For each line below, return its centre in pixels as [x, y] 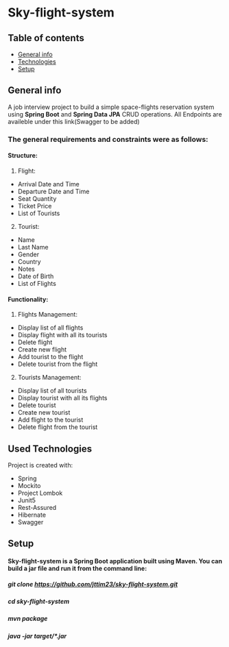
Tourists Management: [49, 378]
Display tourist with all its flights [62, 398]
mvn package [28, 619]
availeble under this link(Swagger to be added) [74, 121]
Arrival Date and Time [48, 184]
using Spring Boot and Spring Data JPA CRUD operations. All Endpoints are [115, 114]
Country [29, 261]
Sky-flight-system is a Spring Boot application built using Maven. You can [115, 561]
